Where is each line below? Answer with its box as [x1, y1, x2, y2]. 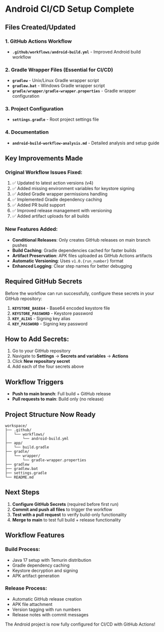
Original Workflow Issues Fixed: [5, 169, 83, 176]
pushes [12, 242, 27, 248]
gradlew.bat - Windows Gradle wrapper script [12, 82, 105, 89]
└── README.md [5, 475, 34, 480]
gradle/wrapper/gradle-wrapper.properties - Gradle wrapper [12, 88, 136, 94]
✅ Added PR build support [12, 202, 66, 208]
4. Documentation [5, 129, 49, 136]
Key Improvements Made [5, 154, 83, 163]
